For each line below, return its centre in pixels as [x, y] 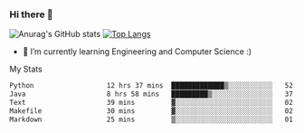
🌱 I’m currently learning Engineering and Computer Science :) [137, 52]
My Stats [26, 69]
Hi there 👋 [32, 14]
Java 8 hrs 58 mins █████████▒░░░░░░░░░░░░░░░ [141, 94]
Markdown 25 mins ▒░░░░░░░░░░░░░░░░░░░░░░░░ [141, 119]
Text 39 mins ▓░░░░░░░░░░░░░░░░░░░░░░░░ [141, 103]
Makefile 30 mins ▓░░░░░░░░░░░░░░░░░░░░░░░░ [141, 111]
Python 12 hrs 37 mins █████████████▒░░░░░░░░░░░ [141, 86]
